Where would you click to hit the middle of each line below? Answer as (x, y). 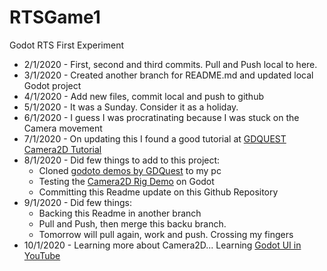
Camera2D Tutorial (62, 149)
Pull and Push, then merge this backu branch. (132, 223)
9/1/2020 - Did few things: (77, 202)
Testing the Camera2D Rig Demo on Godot (126, 181)
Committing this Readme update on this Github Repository (158, 192)
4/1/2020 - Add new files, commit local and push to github (143, 96)
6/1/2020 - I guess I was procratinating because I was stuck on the (161, 117)
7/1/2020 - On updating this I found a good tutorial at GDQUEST (155, 138)
